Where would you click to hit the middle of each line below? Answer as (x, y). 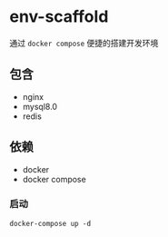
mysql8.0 (40, 106)
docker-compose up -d (50, 223)
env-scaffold (59, 17)
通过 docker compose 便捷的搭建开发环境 (84, 43)
